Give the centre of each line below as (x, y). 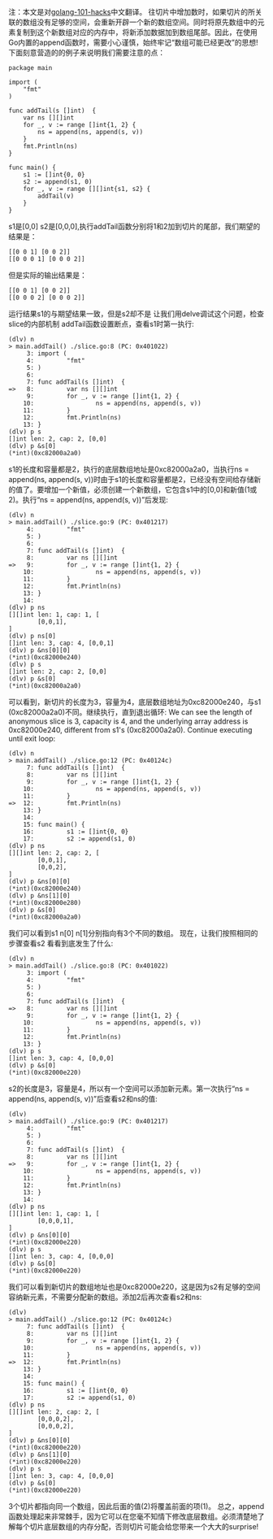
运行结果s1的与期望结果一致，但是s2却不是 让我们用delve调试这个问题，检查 (136, 314)
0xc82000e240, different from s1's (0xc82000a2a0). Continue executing (130, 730)
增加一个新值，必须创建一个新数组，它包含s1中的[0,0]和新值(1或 (150, 489)
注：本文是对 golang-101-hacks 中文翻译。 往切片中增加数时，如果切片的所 (132, 12)
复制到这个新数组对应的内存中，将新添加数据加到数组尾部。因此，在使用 (136, 32)
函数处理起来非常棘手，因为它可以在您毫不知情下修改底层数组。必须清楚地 (133, 1516)
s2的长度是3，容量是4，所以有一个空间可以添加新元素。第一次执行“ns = (129, 1089)
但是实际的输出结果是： (48, 275)
